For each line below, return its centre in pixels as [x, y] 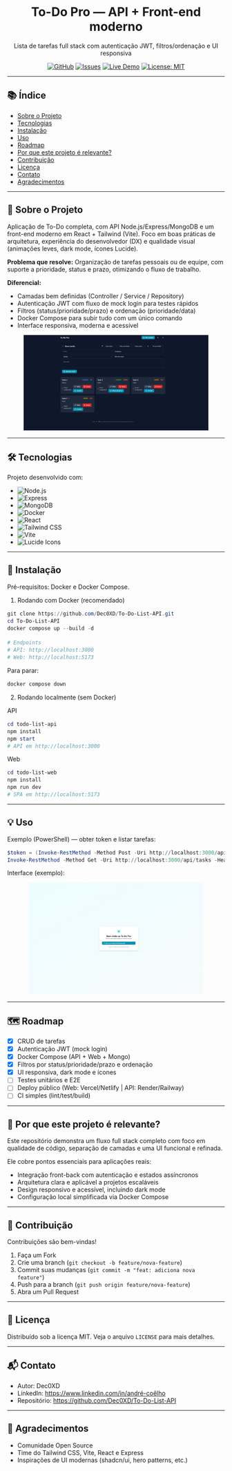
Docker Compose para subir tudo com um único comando [100, 318]
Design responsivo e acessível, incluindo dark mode [91, 1190]
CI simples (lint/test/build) [54, 1095]
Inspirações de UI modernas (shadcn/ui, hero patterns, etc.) [102, 1460]
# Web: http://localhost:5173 [51, 657]
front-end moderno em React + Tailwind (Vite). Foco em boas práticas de [112, 234]
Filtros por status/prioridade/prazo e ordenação [85, 1064]
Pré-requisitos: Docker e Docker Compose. [68, 587]
